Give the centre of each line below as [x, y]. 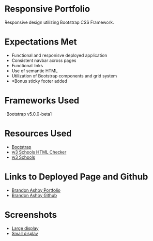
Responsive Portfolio [47, 9]
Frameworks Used [42, 101]
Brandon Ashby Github [34, 195]
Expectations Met [41, 42]
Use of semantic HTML [35, 71]
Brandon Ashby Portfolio [36, 190]
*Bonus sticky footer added [39, 81]
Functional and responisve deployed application [59, 55]
